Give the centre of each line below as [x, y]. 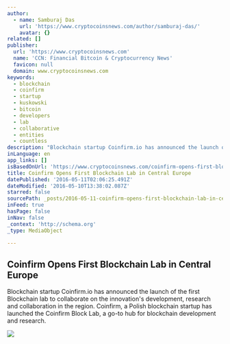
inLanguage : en [29, 154]
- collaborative [36, 128]
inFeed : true [26, 205]
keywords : [21, 77]
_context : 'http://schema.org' [52, 224]
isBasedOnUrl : [27, 167]
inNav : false [26, 218]
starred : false [29, 192]
